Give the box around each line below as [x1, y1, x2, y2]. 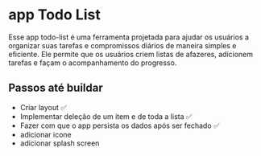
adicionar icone [19, 129, 72, 139]
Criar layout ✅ [19, 102, 67, 112]
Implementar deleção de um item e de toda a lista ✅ [19, 111, 193, 121]
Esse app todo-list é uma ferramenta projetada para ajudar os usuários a [8, 32, 250, 42]
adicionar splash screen [19, 138, 100, 148]
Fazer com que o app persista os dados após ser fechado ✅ [19, 121, 220, 130]
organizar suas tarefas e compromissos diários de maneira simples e [8, 40, 237, 50]
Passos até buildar [8, 81, 103, 95]
